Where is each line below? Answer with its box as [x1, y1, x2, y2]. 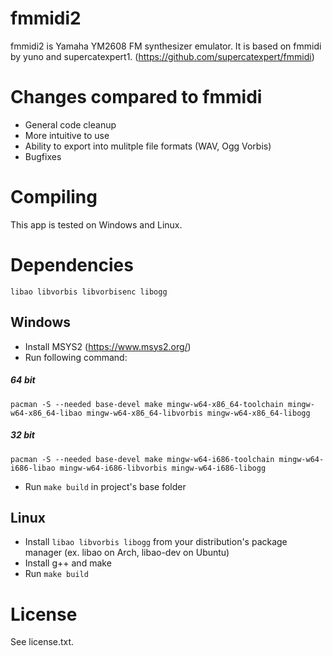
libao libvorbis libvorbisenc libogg [10, 287, 168, 297]
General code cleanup [24, 118, 117, 131]
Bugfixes [24, 150, 62, 162]
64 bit [10, 374, 36, 386]
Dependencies [10, 254, 134, 276]
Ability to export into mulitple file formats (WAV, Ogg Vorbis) [24, 140, 272, 152]
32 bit [10, 429, 35, 441]
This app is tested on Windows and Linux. [10, 218, 183, 231]
